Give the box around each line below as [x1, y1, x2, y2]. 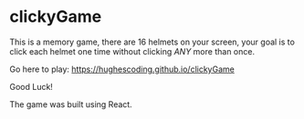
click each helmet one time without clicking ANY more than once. [9, 45, 256, 56]
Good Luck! [9, 81, 53, 92]
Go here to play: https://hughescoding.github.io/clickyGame [9, 64, 235, 74]
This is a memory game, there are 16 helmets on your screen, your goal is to [9, 36, 295, 47]
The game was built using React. [9, 98, 132, 110]
